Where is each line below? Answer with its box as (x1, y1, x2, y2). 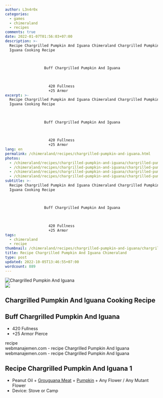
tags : (5, 232, 16, 238)
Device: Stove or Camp (12, 387, 58, 393)
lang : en (5, 147, 23, 152)
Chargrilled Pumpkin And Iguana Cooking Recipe (5, 296, 156, 304)
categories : (5, 12, 29, 16)
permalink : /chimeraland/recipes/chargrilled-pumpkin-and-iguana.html (5, 151, 151, 156)
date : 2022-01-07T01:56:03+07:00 (5, 34, 73, 39)
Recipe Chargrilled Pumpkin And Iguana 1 (5, 365, 132, 373)
